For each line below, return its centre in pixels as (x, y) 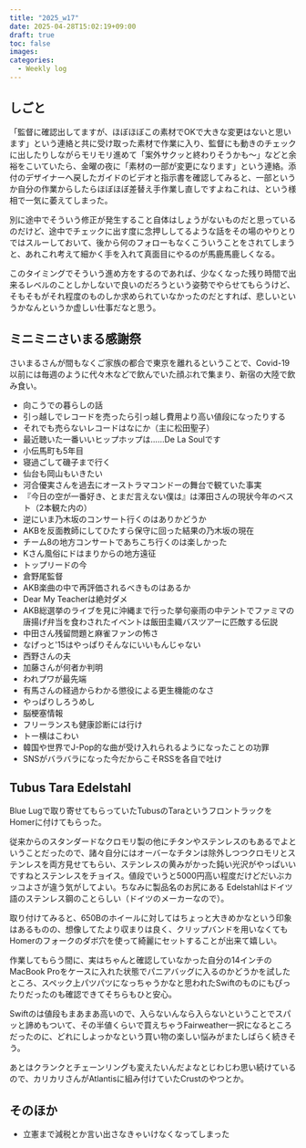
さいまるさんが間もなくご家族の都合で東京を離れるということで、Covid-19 (150, 362)
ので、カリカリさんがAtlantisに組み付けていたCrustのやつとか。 (129, 1079)
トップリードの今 (55, 564)
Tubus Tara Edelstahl (71, 787)
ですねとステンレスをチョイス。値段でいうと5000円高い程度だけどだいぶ (147, 876)
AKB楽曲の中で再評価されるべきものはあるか (107, 587)
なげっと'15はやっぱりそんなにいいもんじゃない (112, 644)
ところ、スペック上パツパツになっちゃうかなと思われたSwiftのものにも (142, 983)
